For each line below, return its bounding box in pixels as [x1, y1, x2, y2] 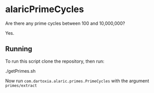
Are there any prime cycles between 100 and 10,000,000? [5, 20, 125, 26]
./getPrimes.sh [5, 68, 36, 74]
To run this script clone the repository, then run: [5, 58, 105, 64]
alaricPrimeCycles [5, 4, 84, 15]
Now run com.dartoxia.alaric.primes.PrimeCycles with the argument [5, 77, 149, 84]
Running [5, 44, 33, 54]
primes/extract [5, 83, 37, 88]
